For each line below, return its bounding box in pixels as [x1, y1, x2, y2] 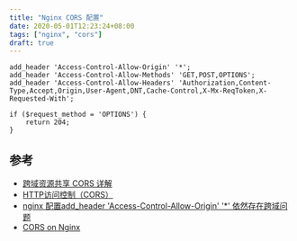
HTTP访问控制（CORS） [22, 190, 114, 201]
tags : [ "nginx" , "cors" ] [9, 30, 103, 39]
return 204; [25, 118, 70, 127]
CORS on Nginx [22, 222, 81, 233]
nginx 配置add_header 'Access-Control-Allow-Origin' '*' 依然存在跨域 [22, 201, 281, 211]
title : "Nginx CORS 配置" [9, 13, 103, 22]
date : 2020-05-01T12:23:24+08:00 [9, 22, 135, 31]
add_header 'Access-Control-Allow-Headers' [9, 78, 175, 88]
